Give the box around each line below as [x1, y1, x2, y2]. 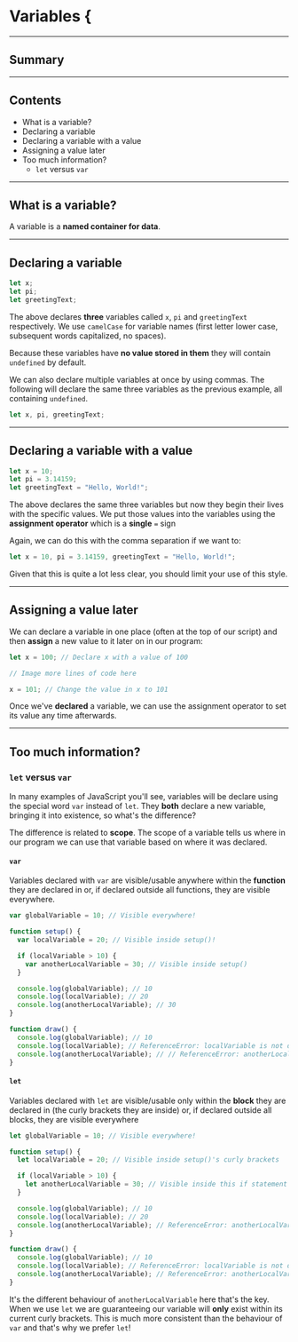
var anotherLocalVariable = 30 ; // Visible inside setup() [25, 959, 248, 969]
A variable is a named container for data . [9, 221, 161, 232]
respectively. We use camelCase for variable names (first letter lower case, [9, 321, 278, 331]
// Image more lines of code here [9, 669, 137, 678]
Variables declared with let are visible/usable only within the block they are [9, 1095, 286, 1106]
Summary [9, 52, 65, 67]
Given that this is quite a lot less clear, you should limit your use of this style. [9, 568, 288, 579]
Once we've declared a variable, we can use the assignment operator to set [9, 701, 286, 711]
